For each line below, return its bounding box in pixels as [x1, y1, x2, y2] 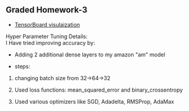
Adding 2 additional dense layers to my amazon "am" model [14, 51, 166, 58]
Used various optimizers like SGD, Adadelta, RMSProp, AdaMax [14, 98, 174, 105]
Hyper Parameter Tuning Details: [5, 33, 88, 40]
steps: [14, 62, 30, 70]
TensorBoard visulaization [14, 21, 80, 28]
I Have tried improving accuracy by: [5, 39, 95, 46]
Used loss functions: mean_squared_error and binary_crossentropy [14, 86, 184, 93]
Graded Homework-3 [5, 5, 88, 15]
